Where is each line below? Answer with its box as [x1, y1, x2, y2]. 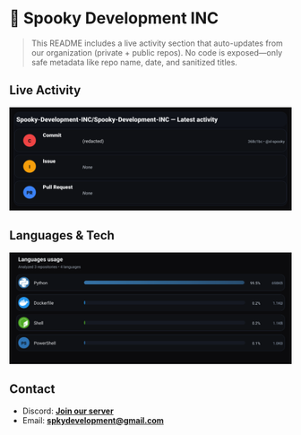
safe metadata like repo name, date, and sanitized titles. [30, 57, 237, 67]
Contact [9, 381, 56, 397]
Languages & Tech [9, 228, 115, 243]
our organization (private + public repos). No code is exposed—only [30, 47, 283, 57]
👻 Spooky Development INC [9, 8, 219, 29]
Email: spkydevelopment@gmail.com [21, 414, 164, 425]
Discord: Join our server [21, 405, 114, 416]
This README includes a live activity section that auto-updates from [30, 38, 284, 48]
